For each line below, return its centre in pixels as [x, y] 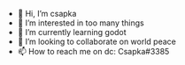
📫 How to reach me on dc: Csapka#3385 [93, 51]
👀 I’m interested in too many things [81, 23]
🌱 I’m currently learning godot [72, 32]
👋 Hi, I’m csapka [47, 14]
